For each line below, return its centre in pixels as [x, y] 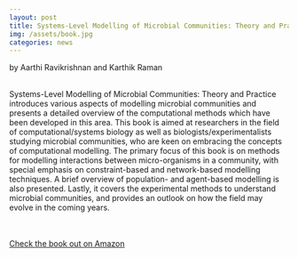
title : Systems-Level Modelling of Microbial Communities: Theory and [142, 26]
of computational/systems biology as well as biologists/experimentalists [141, 132]
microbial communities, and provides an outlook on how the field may [136, 198]
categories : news [41, 42]
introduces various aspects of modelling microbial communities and [133, 104]
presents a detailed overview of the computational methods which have [140, 113]
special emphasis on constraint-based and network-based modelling [135, 170]
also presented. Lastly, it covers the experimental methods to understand [143, 189]
